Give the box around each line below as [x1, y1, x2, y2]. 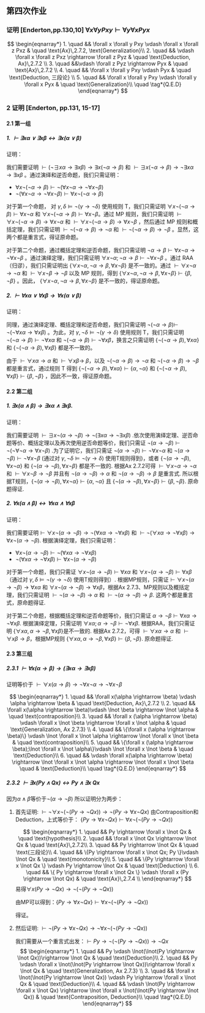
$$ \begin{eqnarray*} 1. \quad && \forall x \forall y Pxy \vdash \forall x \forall [7, 40, 199, 47]
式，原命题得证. [6, 598, 46, 606]
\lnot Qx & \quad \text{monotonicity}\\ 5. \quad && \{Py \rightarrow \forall [15, 856, 199, 863]
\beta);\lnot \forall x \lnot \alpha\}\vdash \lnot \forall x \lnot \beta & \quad [12, 745, 194, 753]
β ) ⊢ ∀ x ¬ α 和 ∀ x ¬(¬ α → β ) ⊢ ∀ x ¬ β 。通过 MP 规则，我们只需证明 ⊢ [6, 211, 182, 218]
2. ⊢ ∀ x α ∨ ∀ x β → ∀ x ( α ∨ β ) [6, 291, 81, 299]
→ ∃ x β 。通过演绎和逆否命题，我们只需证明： [6, 171, 121, 179]
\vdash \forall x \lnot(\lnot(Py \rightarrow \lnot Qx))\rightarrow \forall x [19, 961, 196, 968]
